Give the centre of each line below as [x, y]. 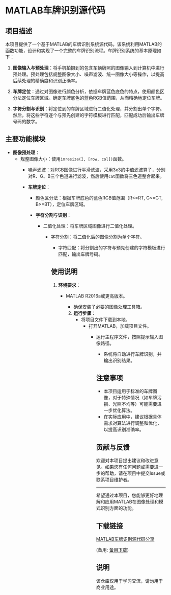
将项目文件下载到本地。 [105, 319]
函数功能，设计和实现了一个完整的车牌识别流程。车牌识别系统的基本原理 [81, 51]
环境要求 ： [69, 285]
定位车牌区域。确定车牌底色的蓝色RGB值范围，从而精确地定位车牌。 [93, 98]
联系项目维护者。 [114, 480]
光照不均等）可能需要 [135, 404]
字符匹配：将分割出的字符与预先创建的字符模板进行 [112, 247]
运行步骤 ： [85, 313]
